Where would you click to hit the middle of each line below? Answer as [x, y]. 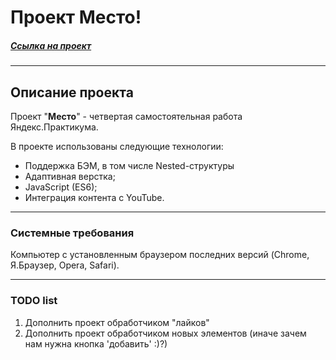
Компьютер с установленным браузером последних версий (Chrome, [160, 255]
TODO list [34, 301]
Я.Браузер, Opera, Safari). [65, 265]
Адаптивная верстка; [70, 176]
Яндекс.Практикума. [54, 127]
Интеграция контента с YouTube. [94, 197]
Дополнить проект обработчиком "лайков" [117, 322]
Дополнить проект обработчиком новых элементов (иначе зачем [165, 333]
